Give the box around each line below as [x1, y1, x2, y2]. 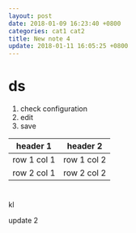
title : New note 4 [8, 34, 70, 43]
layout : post [8, 11, 53, 20]
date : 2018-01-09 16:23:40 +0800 [8, 19, 121, 28]
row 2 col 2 [63, 167, 107, 179]
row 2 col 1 [12, 167, 56, 179]
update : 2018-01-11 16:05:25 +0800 [8, 42, 129, 50]
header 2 [66, 140, 103, 152]
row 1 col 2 [63, 154, 107, 166]
